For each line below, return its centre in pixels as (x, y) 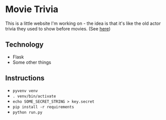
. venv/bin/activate (34, 96)
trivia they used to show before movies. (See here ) (58, 28)
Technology (25, 45)
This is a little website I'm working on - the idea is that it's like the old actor (83, 23)
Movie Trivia (32, 9)
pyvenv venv (25, 91)
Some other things (32, 62)
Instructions (25, 78)
